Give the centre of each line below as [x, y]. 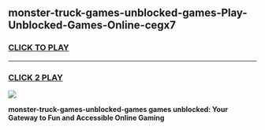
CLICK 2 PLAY [35, 77]
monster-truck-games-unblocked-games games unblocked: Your [118, 109]
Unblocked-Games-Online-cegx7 [92, 26]
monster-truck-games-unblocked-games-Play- [128, 13]
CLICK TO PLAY [39, 48]
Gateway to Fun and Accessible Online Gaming [86, 117]
